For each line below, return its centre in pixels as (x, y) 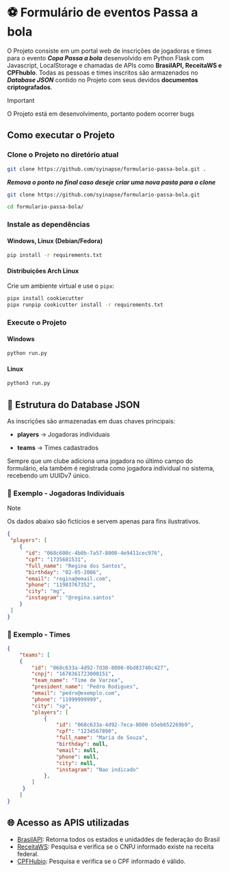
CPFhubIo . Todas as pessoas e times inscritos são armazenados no (103, 73)
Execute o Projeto (37, 323)
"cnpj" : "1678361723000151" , (73, 674)
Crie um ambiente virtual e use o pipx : (61, 286)
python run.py (27, 353)
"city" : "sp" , (52, 706)
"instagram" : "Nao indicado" (97, 770)
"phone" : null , (77, 757)
